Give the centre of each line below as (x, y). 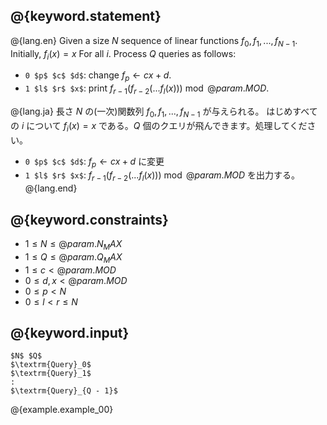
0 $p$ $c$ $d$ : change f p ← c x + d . (98, 76)
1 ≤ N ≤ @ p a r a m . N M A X (73, 245)
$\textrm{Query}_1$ (51, 374)
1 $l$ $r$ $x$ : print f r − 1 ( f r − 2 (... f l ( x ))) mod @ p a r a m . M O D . (147, 89)
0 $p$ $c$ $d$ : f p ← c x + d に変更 (94, 162)
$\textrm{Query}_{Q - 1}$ (64, 391)
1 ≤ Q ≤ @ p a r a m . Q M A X (73, 257)
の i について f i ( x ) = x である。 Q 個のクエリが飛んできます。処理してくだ (159, 126)
